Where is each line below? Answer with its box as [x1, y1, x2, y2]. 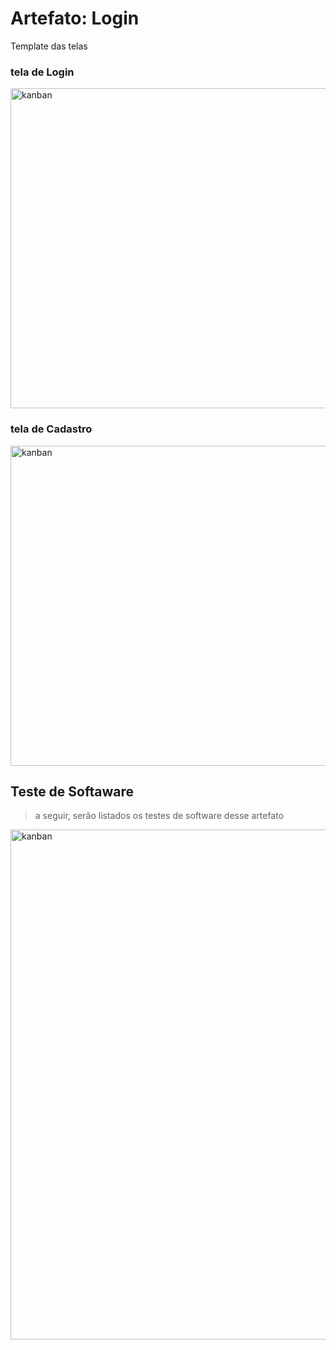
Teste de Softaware [10, 783, 135, 800]
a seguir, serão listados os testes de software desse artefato [34, 810, 285, 822]
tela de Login [10, 65, 75, 79]
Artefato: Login [10, 7, 140, 30]
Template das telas [10, 40, 88, 52]
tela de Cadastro [10, 422, 93, 436]
